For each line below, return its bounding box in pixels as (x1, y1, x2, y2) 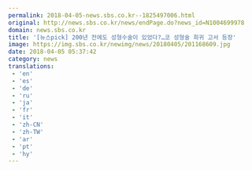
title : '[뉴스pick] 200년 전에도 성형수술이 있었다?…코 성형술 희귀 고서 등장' (8, 33, 237, 42)
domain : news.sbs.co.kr (8, 26, 87, 34)
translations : (8, 63, 55, 71)
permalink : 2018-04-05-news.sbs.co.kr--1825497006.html (8, 11, 195, 20)
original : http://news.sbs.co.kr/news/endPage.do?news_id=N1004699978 (8, 19, 245, 27)
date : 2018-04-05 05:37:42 (8, 48, 97, 56)
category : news (8, 56, 58, 63)
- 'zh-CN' (11, 121, 44, 128)
